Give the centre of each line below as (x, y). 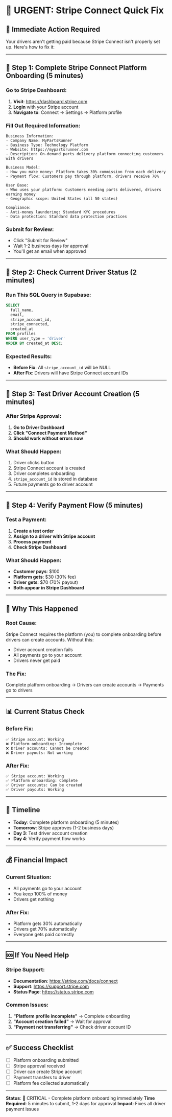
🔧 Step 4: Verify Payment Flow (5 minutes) (75, 505)
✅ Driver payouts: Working (35, 790)
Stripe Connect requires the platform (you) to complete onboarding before (84, 634)
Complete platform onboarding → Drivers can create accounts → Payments (85, 685)
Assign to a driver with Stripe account (54, 536)
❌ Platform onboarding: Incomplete (44, 744)
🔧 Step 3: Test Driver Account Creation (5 (73, 394)
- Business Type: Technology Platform (47, 145)
